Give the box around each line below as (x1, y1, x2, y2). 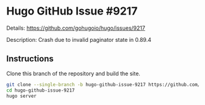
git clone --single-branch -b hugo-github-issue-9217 (6, 81, 146, 87)
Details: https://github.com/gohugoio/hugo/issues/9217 (6, 24, 145, 32)
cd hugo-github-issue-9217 (6, 87, 75, 93)
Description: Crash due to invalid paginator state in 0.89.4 (6, 36, 151, 43)
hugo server (6, 93, 37, 99)
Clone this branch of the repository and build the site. (6, 70, 140, 77)
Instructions (6, 53, 54, 64)
